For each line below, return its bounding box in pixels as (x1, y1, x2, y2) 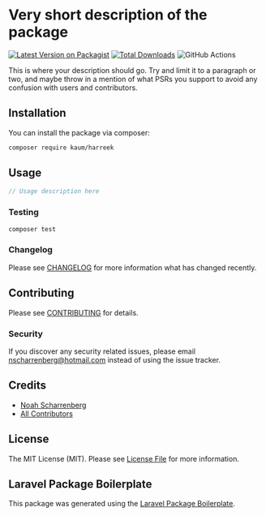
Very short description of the (8, 6, 208, 24)
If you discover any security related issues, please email (8, 346, 196, 356)
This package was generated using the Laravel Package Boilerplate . (8, 499, 236, 509)
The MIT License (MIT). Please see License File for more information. (8, 454, 239, 463)
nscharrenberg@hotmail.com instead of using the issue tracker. (8, 355, 221, 364)
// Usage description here (8, 187, 100, 196)
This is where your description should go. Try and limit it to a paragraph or (8, 65, 257, 75)
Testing (8, 207, 39, 218)
